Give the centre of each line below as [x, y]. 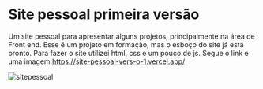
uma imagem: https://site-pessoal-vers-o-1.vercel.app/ [97, 61]
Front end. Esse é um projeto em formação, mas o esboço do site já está [126, 44]
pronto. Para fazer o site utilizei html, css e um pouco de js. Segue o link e [128, 53]
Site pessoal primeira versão [104, 15]
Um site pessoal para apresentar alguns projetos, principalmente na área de [131, 36]
